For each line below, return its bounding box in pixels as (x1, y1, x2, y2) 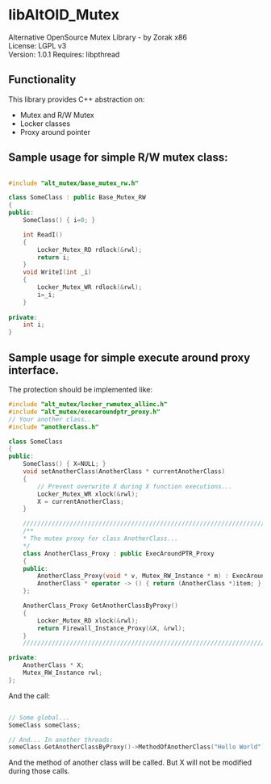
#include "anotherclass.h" (8, 422, 99, 431)
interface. (8, 363, 59, 377)
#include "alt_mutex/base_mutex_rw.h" (8, 179, 139, 187)
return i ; (37, 253, 70, 262)
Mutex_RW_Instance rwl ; (23, 669, 103, 677)
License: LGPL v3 (8, 40, 67, 50)
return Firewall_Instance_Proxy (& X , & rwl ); (37, 624, 186, 632)
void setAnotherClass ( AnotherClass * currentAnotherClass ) (23, 467, 226, 476)
